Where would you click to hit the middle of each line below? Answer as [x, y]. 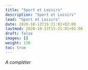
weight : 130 [18, 43]
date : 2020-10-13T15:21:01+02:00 [41, 24]
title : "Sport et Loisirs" [34, 10]
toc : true [16, 48]
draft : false [19, 33]
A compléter [18, 62]
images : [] [17, 39]
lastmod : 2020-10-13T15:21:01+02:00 [44, 29]
